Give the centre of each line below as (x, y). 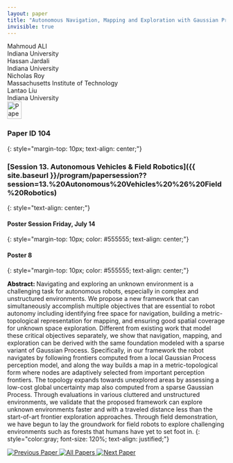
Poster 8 (20, 255)
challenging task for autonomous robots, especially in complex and (103, 291)
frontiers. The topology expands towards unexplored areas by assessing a (113, 380)
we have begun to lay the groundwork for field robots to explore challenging (116, 424)
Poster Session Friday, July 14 (51, 224)
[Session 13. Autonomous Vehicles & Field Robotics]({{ (101, 166)
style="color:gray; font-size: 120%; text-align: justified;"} (88, 439)
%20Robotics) (32, 193)
